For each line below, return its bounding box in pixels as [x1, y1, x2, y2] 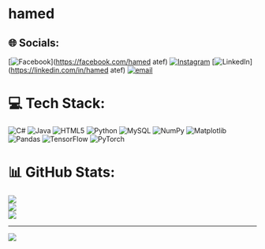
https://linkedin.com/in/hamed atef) [10, 65, 126, 75]
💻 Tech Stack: [8, 95, 106, 113]
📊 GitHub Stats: [8, 163, 116, 181]
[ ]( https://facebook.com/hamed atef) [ [8, 57, 215, 66]
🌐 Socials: [8, 36, 60, 50]
